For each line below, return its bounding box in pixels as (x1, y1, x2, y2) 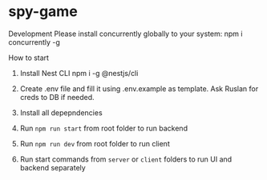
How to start (8, 53, 50, 62)
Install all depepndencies (19, 107, 103, 118)
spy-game (8, 2, 78, 21)
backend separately (19, 162, 86, 172)
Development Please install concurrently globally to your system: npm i (8, 29, 243, 38)
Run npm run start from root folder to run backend (19, 123, 188, 133)
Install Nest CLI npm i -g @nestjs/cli (19, 68, 139, 78)
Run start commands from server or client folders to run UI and (19, 154, 233, 164)
